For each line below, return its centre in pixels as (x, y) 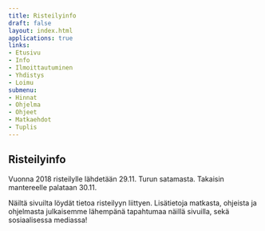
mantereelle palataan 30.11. (53, 187)
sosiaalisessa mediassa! (48, 220)
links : (19, 46)
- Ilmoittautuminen (41, 68)
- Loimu (21, 82)
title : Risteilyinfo (43, 16)
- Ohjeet (23, 113)
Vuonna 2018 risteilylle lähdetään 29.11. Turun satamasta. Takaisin (117, 179)
